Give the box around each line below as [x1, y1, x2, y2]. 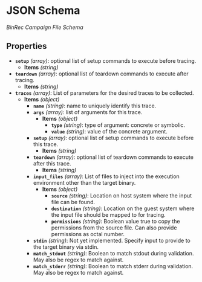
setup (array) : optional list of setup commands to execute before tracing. [15, 57, 197, 64]
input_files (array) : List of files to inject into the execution [33, 173, 180, 180]
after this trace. [33, 159, 71, 167]
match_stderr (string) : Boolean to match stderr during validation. [33, 262, 194, 269]
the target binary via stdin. [33, 243, 99, 251]
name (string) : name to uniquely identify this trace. [33, 102, 157, 109]
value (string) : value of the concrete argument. [51, 127, 168, 135]
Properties [6, 41, 47, 51]
